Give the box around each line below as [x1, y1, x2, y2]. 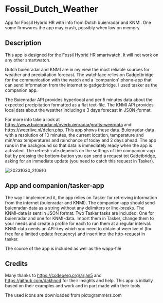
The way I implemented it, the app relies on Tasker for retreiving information [5, 194, 157, 201]
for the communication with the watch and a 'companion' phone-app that [5, 77, 152, 82]
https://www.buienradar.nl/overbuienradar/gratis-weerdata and [5, 121, 132, 127]
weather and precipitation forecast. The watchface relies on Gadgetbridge [5, 72, 154, 78]
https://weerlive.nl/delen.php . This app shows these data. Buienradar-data [5, 127, 154, 133]
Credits [5, 260, 28, 268]
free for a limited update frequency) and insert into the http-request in [5, 231, 145, 237]
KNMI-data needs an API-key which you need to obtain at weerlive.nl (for [5, 225, 152, 231]
